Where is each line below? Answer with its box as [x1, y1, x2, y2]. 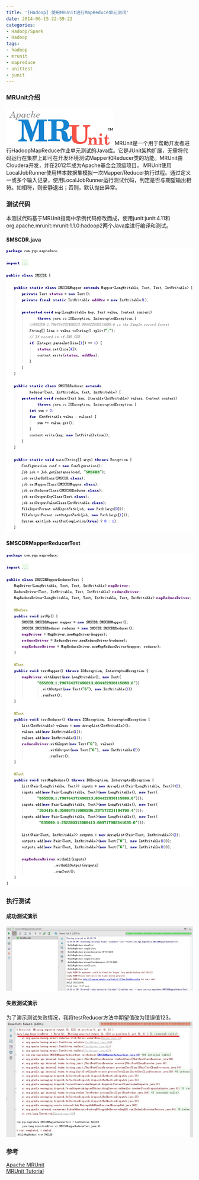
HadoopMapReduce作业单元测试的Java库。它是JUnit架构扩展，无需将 [11, 147, 184, 154]
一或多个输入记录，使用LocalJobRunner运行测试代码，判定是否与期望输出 [6, 176, 187, 184]
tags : [6, 41, 20, 47]
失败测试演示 [6, 999, 37, 1007]
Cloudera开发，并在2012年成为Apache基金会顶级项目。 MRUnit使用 [6, 162, 172, 169]
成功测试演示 [6, 912, 37, 920]
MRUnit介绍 [6, 94, 40, 102]
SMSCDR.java [6, 236, 41, 243]
